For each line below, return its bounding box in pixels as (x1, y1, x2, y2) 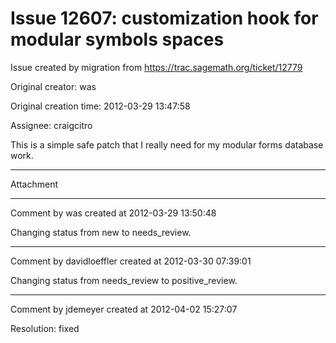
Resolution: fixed (10, 322, 80, 334)
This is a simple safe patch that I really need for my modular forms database (10, 138, 324, 151)
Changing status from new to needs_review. (10, 226, 192, 238)
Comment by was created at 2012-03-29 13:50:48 (10, 207, 217, 219)
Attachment (10, 178, 59, 190)
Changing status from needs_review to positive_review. (10, 274, 238, 286)
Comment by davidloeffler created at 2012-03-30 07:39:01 (10, 255, 252, 267)
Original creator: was (10, 80, 97, 92)
